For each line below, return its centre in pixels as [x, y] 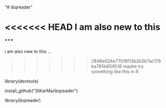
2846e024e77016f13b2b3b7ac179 [126, 61]
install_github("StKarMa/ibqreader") [41, 91]
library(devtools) [22, 81]
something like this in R [115, 71]
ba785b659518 [107, 66]
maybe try [133, 66]
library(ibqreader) [23, 100]
